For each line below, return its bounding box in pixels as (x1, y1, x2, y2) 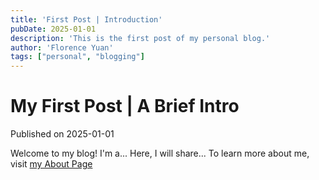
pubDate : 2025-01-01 (10, 24, 97, 34)
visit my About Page (10, 158, 93, 170)
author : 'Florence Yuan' (10, 42, 114, 53)
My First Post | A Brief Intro (10, 95, 240, 118)
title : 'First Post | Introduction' (10, 14, 163, 25)
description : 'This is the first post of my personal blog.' (10, 33, 271, 43)
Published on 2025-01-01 (10, 128, 115, 140)
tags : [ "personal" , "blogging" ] (10, 52, 145, 62)
